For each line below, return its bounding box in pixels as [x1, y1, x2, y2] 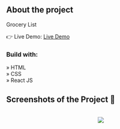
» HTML [6, 64, 26, 71]
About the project [6, 5, 74, 15]
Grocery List [6, 20, 37, 28]
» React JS [6, 77, 33, 84]
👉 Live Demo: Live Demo [6, 33, 70, 40]
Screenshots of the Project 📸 [6, 94, 116, 104]
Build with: [6, 50, 38, 58]
